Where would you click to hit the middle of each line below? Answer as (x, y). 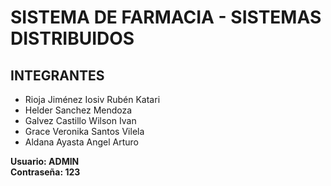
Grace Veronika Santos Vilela (84, 131)
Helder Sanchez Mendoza (78, 110)
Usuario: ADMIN (45, 161)
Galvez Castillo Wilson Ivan (80, 120)
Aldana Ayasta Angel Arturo (82, 142)
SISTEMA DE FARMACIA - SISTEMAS (166, 17)
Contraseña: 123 (45, 172)
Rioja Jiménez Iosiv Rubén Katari (92, 99)
